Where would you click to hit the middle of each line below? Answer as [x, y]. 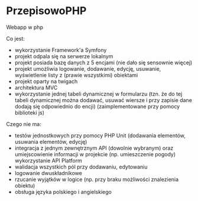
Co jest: [16, 38]
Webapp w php [25, 27]
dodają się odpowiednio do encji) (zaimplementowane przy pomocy [97, 106]
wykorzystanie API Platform [48, 160]
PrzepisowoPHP [46, 11]
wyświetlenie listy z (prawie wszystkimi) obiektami [76, 75]
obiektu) [25, 185]
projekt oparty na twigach [46, 81]
